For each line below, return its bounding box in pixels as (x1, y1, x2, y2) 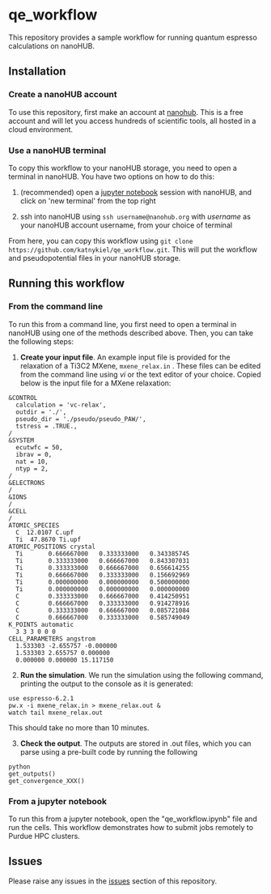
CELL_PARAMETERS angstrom (8, 634, 95, 643)
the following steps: (8, 336, 74, 346)
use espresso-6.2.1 (8, 694, 74, 702)
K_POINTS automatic (8, 620, 74, 628)
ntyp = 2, (15, 464, 49, 473)
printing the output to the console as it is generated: (19, 679, 193, 688)
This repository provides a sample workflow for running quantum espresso (8, 32, 257, 42)
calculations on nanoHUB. (8, 40, 95, 50)
